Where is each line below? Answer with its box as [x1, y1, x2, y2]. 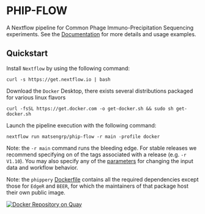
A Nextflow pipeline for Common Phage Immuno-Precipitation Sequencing [6, 24, 194, 31]
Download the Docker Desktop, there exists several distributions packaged [6, 87, 193, 94]
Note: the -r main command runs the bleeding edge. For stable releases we [6, 144, 197, 151]
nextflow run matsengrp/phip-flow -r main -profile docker [6, 133, 160, 140]
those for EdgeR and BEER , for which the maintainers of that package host [6, 182, 188, 189]
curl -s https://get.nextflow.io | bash [6, 76, 111, 83]
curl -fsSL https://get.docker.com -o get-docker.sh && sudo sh [6, 105, 174, 112]
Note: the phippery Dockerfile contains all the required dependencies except [6, 175, 199, 183]
